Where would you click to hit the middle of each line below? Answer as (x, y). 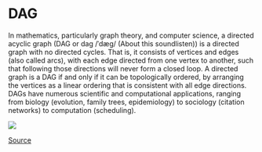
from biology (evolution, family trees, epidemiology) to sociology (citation (126, 102)
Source (20, 140)
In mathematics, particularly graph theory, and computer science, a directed (131, 35)
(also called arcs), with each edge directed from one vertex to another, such (131, 60)
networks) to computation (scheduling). (72, 110)
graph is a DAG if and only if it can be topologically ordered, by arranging (126, 77)
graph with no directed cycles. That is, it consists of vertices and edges (124, 52)
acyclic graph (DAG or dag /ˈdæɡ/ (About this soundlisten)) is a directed (124, 43)
